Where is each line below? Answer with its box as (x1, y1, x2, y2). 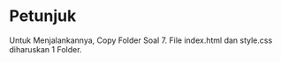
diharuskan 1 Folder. (9, 44, 82, 54)
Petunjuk (9, 6, 77, 26)
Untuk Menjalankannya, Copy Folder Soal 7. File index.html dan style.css (9, 35, 273, 45)
